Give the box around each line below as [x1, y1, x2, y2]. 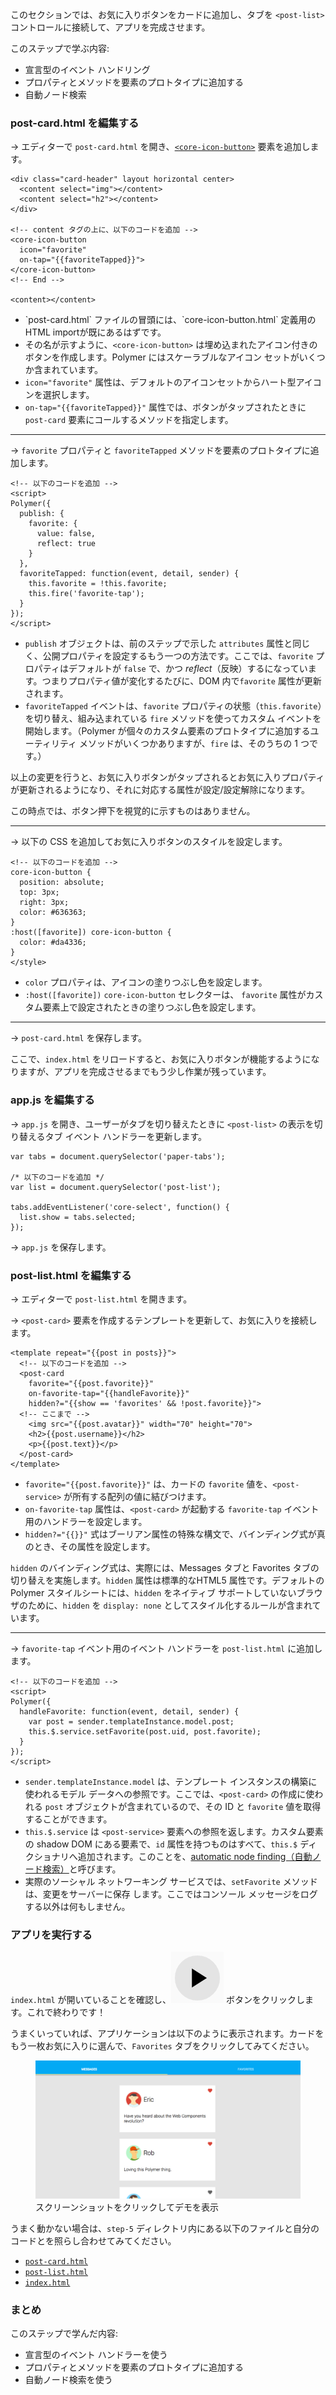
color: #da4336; [19, 938, 87, 948]
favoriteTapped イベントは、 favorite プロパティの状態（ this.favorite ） [24, 700, 323, 712]
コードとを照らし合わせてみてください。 [10, 2234, 177, 2247]
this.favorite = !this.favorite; [28, 579, 168, 589]
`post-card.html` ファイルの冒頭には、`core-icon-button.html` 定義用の [24, 314, 317, 326]
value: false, [36, 529, 97, 539]
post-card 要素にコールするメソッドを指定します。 [24, 414, 234, 426]
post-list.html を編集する [10, 1268, 132, 1282]
